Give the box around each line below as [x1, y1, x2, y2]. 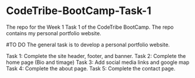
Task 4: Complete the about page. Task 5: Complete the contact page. [6, 65, 176, 72]
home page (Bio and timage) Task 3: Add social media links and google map [6, 59, 190, 66]
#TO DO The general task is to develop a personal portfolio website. [6, 41, 170, 48]
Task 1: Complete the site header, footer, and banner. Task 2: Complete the [6, 52, 186, 59]
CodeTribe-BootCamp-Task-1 [6, 4, 152, 18]
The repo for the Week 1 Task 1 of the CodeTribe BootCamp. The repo [6, 23, 174, 30]
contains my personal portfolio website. [6, 29, 101, 36]
